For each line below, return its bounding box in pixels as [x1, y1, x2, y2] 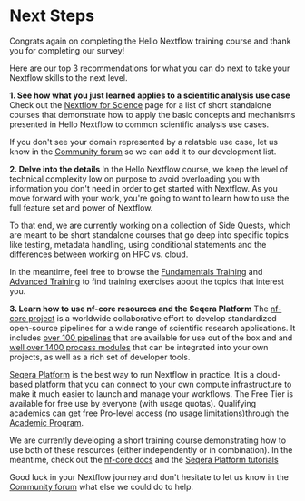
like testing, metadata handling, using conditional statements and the [9, 239, 267, 250]
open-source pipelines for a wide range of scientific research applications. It [9, 322, 296, 333]
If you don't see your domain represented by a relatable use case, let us [9, 136, 279, 147]
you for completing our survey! [9, 44, 125, 55]
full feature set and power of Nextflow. [9, 201, 153, 213]
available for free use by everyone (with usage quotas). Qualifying [9, 398, 257, 408]
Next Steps [9, 5, 95, 26]
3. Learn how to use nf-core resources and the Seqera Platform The [9, 303, 270, 314]
